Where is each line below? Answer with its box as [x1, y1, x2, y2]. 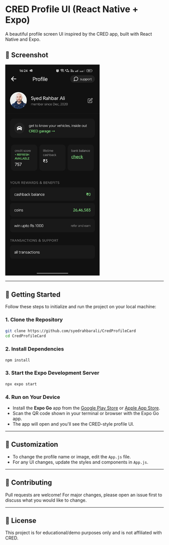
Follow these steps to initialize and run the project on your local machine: [5, 304, 156, 310]
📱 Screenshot [5, 51, 49, 59]
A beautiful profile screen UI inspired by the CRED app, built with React [5, 31, 152, 37]
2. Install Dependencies [5, 346, 64, 353]
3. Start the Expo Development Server [5, 369, 100, 376]
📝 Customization [5, 440, 58, 449]
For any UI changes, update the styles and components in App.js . [12, 459, 148, 465]
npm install [5, 358, 30, 363]
